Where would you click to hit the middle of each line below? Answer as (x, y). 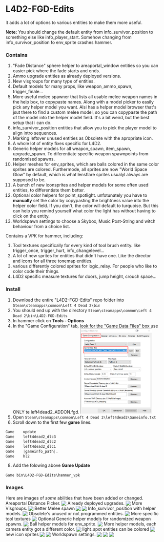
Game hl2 (18, 456)
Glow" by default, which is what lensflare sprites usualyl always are (80, 175)
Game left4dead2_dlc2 (31, 441)
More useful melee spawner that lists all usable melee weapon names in (85, 97)
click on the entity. (31, 216)
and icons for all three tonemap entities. (52, 261)
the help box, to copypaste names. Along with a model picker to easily (83, 102)
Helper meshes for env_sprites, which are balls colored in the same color (86, 164)
